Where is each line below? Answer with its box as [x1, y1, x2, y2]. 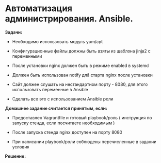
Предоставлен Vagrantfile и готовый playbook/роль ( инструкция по [12, 114, 152, 120]
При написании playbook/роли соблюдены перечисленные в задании [12, 139, 157, 145]
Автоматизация [5, 3, 73, 14]
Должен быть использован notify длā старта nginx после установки [12, 72, 153, 78]
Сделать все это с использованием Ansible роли [12, 96, 113, 102]
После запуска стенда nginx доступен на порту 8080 [12, 129, 123, 135]
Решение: [5, 153, 26, 159]
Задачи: [5, 29, 23, 35]
